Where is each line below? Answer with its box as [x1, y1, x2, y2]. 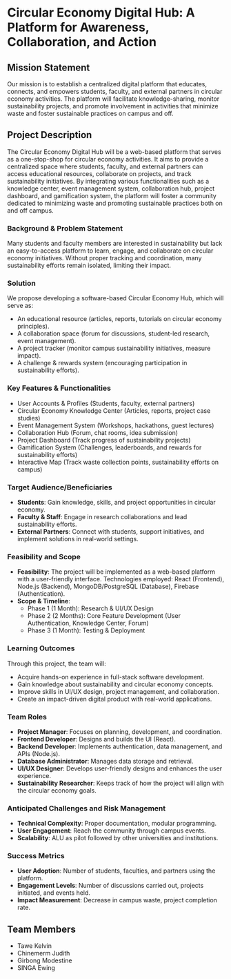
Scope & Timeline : [17, 597, 70, 605]
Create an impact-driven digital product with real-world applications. [17, 695, 212, 703]
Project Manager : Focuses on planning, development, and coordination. [17, 727, 223, 736]
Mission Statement [7, 61, 90, 73]
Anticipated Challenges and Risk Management [7, 803, 166, 813]
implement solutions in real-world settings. [17, 535, 139, 543]
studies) [17, 414, 41, 422]
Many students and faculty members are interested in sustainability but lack [7, 240, 223, 248]
